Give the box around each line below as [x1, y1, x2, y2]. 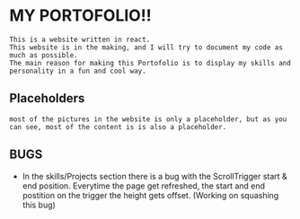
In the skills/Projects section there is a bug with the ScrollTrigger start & [22, 171, 287, 181]
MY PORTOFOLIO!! [9, 5, 152, 26]
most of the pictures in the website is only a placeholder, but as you [9, 114, 287, 124]
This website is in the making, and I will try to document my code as [9, 42, 283, 52]
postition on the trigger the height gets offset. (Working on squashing [22, 189, 279, 200]
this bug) [22, 199, 56, 210]
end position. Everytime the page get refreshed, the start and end [22, 180, 266, 191]
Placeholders [9, 91, 85, 106]
